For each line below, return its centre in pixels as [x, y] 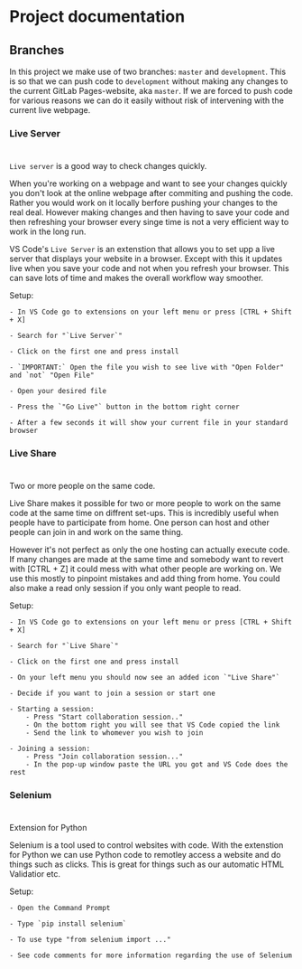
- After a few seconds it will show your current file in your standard [149, 423]
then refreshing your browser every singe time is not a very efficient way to [149, 222]
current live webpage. [50, 110]
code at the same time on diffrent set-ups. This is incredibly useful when [144, 513]
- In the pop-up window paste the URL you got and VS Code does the [157, 765]
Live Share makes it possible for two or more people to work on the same [145, 503]
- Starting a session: [52, 710]
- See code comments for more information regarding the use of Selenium [151, 955]
